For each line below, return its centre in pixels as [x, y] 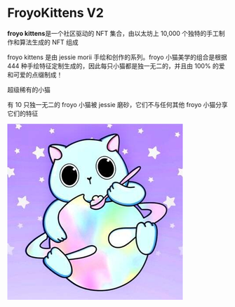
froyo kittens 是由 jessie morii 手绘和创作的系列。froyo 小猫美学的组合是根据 [117, 57]
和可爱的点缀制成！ [35, 75]
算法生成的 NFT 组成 [49, 42]
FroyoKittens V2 [55, 13]
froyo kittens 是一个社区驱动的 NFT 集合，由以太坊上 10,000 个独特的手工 [113, 33]
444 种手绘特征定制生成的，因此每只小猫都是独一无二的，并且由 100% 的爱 [116, 65]
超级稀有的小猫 [29, 89]
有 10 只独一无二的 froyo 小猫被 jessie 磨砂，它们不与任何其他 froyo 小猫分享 [117, 104]
